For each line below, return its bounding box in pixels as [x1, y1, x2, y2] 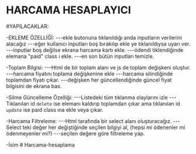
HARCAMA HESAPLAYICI [6, 3, 132, 17]
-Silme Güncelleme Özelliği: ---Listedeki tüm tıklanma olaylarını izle [6, 94, 168, 101]
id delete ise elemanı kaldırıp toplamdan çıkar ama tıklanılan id [30, 100, 180, 107]
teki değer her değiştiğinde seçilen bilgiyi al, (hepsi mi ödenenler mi [22, 124, 185, 131]
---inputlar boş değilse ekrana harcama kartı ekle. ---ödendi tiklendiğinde [6, 46, 184, 53]
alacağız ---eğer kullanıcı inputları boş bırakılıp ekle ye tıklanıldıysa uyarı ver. [6, 40, 191, 47]
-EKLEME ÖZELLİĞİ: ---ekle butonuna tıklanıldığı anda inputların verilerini [6, 34, 183, 41]
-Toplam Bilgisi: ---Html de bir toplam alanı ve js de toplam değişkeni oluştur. [6, 64, 191, 71]
